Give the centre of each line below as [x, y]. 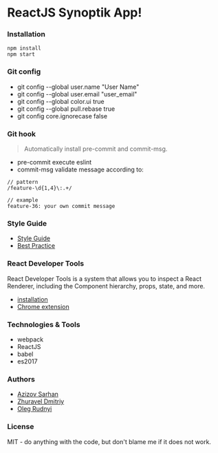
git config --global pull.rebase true [66, 109]
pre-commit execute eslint [54, 162]
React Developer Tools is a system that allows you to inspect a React [104, 278]
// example [23, 200]
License [21, 427]
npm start [21, 54]
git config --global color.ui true [61, 101]
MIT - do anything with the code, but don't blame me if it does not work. [109, 441]
